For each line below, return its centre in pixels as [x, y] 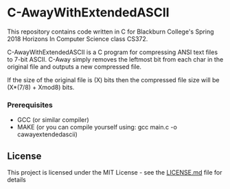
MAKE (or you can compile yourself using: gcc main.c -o [97, 127]
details [16, 180]
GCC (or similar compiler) [53, 120]
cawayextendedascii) [47, 134]
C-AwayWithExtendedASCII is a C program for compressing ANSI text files [113, 52]
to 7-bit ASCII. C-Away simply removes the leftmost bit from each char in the [115, 59]
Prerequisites [30, 105]
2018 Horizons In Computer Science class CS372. [78, 38]
